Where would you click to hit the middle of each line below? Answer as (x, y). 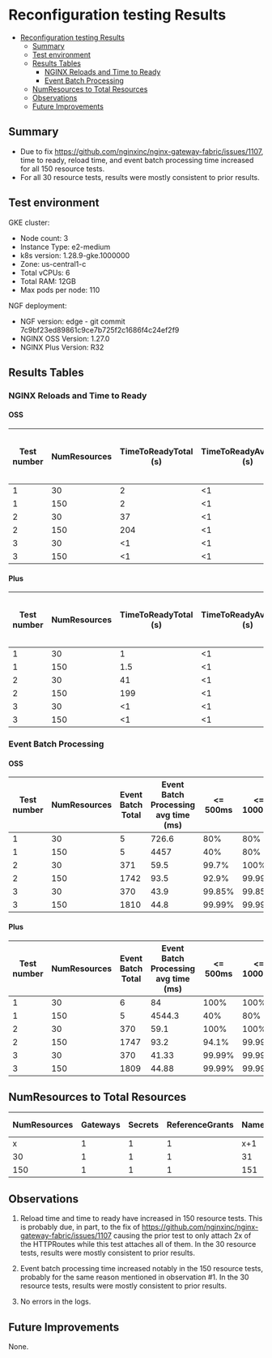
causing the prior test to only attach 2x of (182, 1236)
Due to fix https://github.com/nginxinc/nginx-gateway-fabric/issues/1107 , (142, 151)
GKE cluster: (29, 222)
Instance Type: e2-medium (65, 247)
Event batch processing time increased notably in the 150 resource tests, (141, 1269)
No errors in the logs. (55, 1302)
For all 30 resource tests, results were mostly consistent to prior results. (140, 177)
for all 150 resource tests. (62, 169)
